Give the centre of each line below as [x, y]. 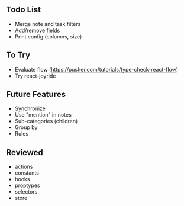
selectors [26, 192]
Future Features [36, 94]
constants [27, 173]
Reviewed [25, 152]
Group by [26, 127]
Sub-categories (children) [46, 121]
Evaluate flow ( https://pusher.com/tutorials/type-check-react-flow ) [96, 69]
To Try [18, 55]
